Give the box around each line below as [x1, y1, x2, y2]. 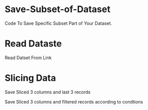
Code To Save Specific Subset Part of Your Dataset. [5, 20, 112, 26]
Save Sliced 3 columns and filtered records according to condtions [5, 98, 143, 104]
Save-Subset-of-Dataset [5, 4, 111, 15]
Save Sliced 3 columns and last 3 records [5, 89, 91, 95]
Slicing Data [5, 72, 56, 84]
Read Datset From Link [5, 54, 52, 61]
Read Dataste [5, 38, 62, 49]
